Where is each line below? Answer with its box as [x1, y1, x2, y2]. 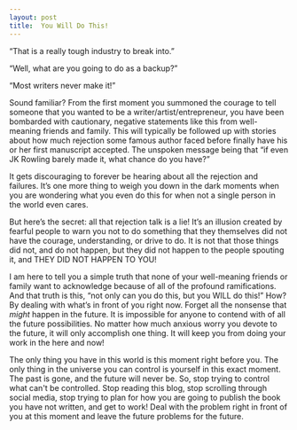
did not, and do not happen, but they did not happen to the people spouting [9, 245, 285, 255]
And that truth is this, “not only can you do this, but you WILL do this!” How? [9, 290, 286, 301]
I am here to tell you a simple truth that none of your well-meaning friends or [9, 271, 288, 282]
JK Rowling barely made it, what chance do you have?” [9, 153, 210, 164]
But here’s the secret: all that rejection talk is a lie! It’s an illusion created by [9, 216, 283, 227]
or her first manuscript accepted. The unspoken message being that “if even [9, 144, 289, 155]
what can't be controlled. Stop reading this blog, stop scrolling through [9, 382, 268, 393]
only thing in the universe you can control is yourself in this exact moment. [9, 364, 281, 374]
